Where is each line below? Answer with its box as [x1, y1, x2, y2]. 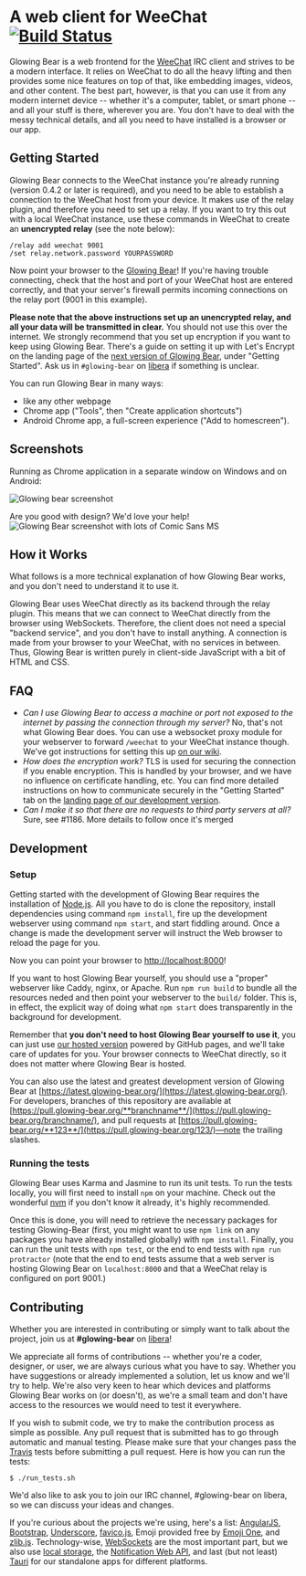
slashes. [9, 1134, 41, 1145]
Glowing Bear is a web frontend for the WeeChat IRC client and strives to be [9, 56, 295, 67]
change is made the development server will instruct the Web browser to [9, 927, 283, 938]
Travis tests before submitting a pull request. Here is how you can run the [9, 1445, 286, 1457]
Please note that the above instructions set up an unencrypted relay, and [9, 311, 291, 322]
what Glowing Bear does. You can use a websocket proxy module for [22, 727, 283, 738]
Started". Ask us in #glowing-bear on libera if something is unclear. [9, 360, 259, 371]
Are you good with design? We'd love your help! [9, 510, 190, 521]
